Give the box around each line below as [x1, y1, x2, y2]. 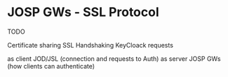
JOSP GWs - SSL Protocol [7, 4, 159, 20]
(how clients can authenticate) [7, 62, 95, 70]
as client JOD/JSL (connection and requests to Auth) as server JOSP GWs [7, 54, 221, 63]
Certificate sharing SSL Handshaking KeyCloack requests [7, 41, 174, 49]
